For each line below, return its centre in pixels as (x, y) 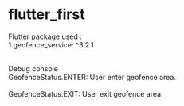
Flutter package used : (45, 36)
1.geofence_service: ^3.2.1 (51, 44)
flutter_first (47, 15)
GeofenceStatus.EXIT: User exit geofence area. (86, 93)
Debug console (33, 68)
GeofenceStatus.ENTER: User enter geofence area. (92, 77)
